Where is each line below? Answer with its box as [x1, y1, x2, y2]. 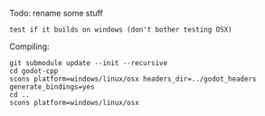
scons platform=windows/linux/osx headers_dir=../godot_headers [9, 74, 257, 83]
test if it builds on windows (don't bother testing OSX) [9, 25, 232, 34]
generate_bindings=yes [9, 82, 95, 92]
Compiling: [9, 41, 50, 52]
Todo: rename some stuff [9, 8, 104, 18]
